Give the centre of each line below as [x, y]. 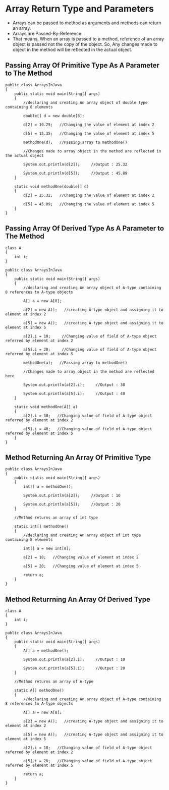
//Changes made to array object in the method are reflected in [92, 151]
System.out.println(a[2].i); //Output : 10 [74, 660]
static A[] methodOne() [39, 691]
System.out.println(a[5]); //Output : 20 [72, 504]
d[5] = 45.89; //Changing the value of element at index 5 [89, 204]
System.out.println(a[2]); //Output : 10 [72, 496]
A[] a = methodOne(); [46, 651]
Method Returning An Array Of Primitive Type [78, 457]
